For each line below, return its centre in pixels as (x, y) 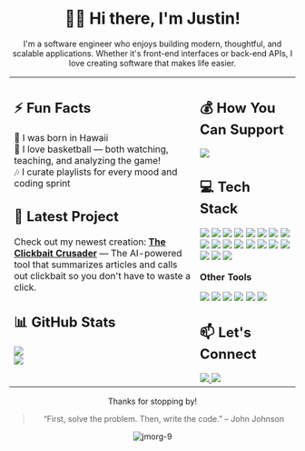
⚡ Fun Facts (53, 108)
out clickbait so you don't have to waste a (102, 276)
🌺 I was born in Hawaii (61, 138)
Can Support (241, 129)
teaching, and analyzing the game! (88, 161)
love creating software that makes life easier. (152, 63)
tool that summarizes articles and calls (96, 265)
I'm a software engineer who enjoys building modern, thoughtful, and (152, 44)
